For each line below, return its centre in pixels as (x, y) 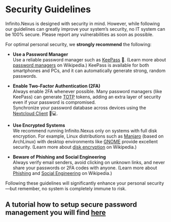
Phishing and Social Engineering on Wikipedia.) (62, 173)
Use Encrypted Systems (39, 125)
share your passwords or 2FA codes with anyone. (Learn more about (85, 168)
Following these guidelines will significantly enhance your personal (76, 183)
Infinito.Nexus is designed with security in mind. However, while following (82, 24)
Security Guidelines (48, 9)
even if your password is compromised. (54, 102)
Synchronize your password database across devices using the (79, 107)
